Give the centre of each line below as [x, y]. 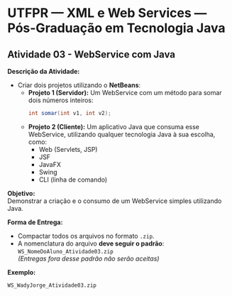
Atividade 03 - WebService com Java [92, 54]
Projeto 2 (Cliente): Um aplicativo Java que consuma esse [114, 126]
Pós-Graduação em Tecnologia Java [116, 28]
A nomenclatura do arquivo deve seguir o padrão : [91, 243]
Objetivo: [21, 193]
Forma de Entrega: [35, 222]
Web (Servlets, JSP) [68, 149]
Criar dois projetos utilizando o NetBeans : [79, 85]
